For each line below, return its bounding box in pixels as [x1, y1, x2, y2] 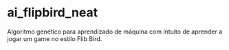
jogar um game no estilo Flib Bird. [7, 34, 102, 42]
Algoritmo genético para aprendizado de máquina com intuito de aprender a [7, 27, 223, 36]
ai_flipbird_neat [7, 5, 98, 21]
